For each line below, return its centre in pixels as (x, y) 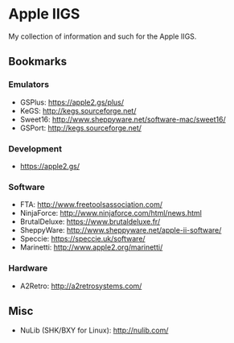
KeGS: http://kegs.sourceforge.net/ (78, 110)
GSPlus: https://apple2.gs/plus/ (72, 102)
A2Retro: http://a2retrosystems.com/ (81, 286)
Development (35, 148)
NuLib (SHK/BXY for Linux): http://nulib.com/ (94, 330)
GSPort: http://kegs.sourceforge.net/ (81, 128)
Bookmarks (38, 62)
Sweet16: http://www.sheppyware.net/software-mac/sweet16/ (123, 119)
